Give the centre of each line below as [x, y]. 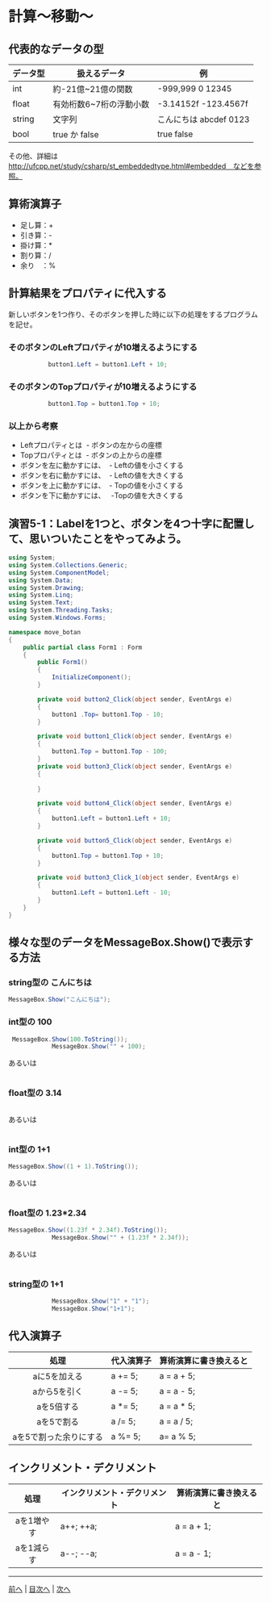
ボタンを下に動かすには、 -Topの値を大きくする [102, 496]
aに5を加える [58, 1376]
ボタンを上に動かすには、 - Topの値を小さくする [102, 486]
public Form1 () [63, 663]
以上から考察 [33, 426]
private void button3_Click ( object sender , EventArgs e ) [135, 766]
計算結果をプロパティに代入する [88, 293]
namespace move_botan [45, 632]
